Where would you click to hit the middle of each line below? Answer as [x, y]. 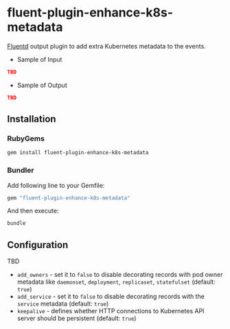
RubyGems [26, 138]
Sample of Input [39, 59]
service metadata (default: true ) [63, 304]
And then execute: [33, 211]
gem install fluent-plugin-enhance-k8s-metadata [78, 153]
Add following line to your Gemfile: [56, 185]
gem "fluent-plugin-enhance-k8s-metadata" [69, 198]
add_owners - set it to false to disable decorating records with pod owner [120, 275]
